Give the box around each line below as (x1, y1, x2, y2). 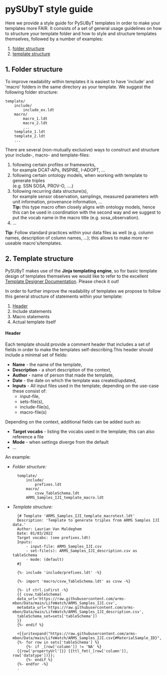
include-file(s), (19, 404, 50, 409)
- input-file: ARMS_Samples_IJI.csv (25, 544, 102, 549)
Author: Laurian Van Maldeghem (17, 527, 82, 532)
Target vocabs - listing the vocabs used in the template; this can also (12, 428, 155, 434)
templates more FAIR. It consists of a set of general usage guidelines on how (5, 25, 162, 31)
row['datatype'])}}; (12, 653, 55, 658)
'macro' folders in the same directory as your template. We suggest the (5, 84, 151, 90)
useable (5, 240, 21, 246)
